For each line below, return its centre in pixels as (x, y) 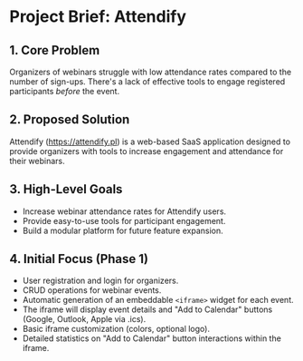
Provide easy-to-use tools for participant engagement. (124, 220)
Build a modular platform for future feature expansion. (123, 230)
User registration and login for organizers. (100, 281)
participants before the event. (65, 91)
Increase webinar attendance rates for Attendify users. (124, 211)
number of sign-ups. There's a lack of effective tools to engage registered (147, 82)
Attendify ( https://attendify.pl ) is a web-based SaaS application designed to (150, 141)
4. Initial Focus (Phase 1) (79, 259)
